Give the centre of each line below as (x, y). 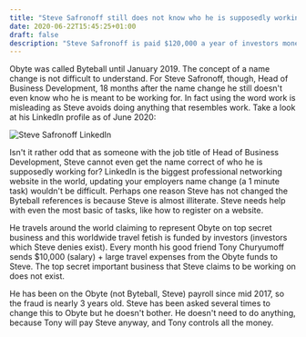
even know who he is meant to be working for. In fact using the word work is (153, 98)
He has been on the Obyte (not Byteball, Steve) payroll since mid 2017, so (147, 294)
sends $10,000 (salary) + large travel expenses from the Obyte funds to (144, 257)
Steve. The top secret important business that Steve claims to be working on (153, 267)
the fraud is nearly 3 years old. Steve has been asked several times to (140, 303)
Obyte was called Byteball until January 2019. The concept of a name (140, 69)
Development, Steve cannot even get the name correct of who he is (136, 162)
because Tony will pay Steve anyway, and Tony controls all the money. (142, 322)
